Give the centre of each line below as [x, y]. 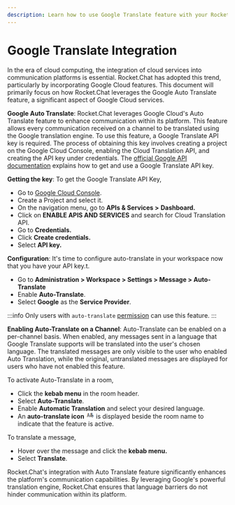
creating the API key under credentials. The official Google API [97, 158]
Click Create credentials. [54, 237]
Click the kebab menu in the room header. [78, 393]
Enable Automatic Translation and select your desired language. [111, 408]
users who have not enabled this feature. [66, 366]
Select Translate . [42, 458]
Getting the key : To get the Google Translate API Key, [85, 179]
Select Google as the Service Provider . [74, 302]
